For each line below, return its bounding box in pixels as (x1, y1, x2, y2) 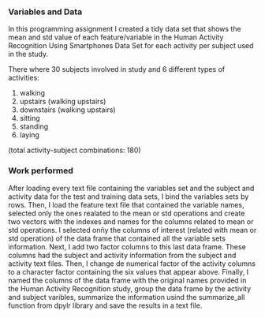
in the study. (8, 50, 49, 59)
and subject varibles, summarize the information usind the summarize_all (8, 292, 245, 301)
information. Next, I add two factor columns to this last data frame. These (8, 241, 246, 251)
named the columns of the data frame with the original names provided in (8, 275, 247, 285)
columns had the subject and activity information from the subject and (8, 250, 237, 260)
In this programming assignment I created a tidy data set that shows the (8, 24, 242, 34)
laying (19, 130, 39, 140)
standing (19, 122, 49, 132)
